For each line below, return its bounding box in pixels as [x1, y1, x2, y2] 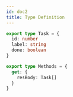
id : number [11, 36, 39, 42]
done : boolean [11, 47, 46, 54]
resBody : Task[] [17, 74, 58, 80]
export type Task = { [6, 30, 60, 36]
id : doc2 [6, 8, 28, 15]
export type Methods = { [6, 63, 68, 69]
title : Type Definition [6, 14, 65, 20]
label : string [11, 42, 46, 48]
